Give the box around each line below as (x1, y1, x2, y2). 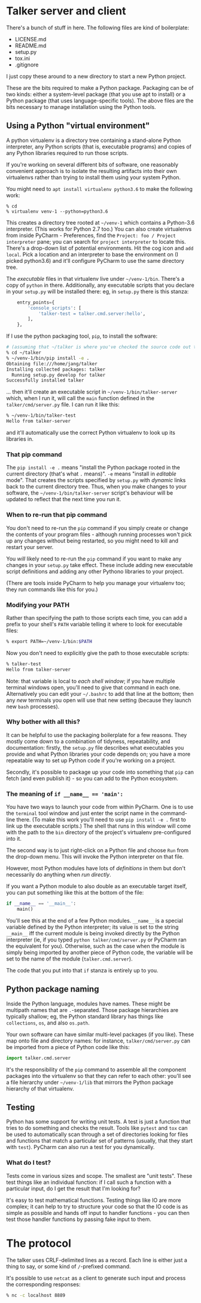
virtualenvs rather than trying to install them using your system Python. (6, 174, 181, 181)
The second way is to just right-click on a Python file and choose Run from (6, 847, 189, 854)
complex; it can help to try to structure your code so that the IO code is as (6, 1202, 188, 1210)
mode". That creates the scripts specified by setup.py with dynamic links (6, 477, 186, 484)
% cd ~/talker (6, 350, 42, 356)
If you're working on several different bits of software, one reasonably (6, 160, 178, 168)
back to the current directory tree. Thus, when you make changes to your (6, 483, 187, 490)
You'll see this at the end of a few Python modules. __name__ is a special (6, 917, 184, 924)
